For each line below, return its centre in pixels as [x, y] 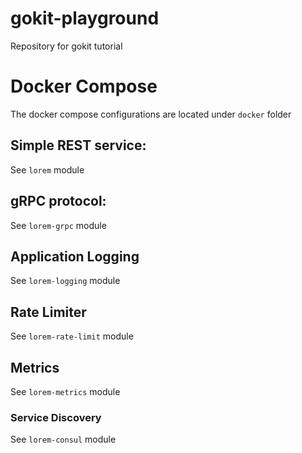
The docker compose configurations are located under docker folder [151, 114]
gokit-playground [85, 18]
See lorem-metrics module [65, 391]
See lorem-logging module [65, 281]
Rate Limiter [48, 312]
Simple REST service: [78, 145]
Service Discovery [56, 417]
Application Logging [75, 256]
